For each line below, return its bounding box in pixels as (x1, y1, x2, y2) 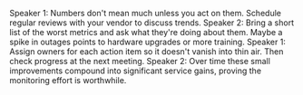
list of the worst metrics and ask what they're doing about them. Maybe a (9, 27, 283, 37)
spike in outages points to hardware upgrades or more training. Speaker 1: (9, 36, 286, 47)
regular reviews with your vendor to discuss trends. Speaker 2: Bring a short (9, 17, 295, 28)
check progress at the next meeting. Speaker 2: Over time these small (9, 56, 270, 66)
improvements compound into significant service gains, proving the (9, 65, 261, 76)
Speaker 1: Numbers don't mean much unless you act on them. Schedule (9, 8, 281, 18)
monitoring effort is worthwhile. (9, 75, 127, 85)
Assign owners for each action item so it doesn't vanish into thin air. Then (9, 46, 284, 57)
